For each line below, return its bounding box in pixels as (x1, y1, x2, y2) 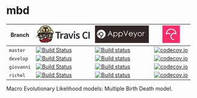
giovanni (8, 64, 32, 70)
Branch (10, 31, 29, 39)
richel (8, 73, 25, 79)
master (8, 47, 25, 53)
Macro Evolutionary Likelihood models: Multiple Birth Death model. (6, 85, 173, 92)
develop (8, 56, 28, 62)
